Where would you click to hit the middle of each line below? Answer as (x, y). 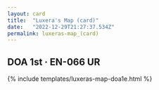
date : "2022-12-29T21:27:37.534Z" (61, 27)
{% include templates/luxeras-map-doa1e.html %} (80, 79)
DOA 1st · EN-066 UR (54, 62)
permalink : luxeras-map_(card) (53, 33)
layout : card (26, 14)
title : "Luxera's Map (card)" (53, 20)
